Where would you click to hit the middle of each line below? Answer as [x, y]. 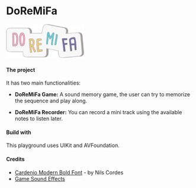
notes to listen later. [39, 119]
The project [21, 70]
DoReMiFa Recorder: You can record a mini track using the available [98, 112]
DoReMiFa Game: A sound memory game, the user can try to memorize [102, 95]
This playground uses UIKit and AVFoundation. [63, 145]
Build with [19, 132]
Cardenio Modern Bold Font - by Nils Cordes [69, 172]
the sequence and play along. [51, 101]
